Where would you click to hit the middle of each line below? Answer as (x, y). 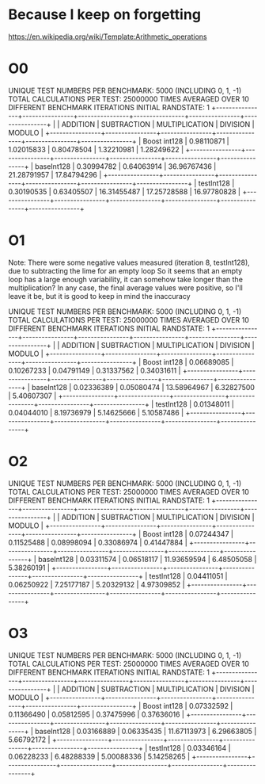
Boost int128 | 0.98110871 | (186, 141)
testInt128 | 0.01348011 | (195, 404)
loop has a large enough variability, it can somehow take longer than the (126, 279)
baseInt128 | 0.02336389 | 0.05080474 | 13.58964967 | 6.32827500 (143, 387)
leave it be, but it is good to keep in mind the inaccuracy (100, 296)
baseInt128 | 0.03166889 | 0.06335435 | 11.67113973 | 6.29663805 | (146, 731)
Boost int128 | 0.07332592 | (188, 706)
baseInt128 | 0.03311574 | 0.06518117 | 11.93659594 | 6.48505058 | (148, 559)
